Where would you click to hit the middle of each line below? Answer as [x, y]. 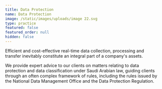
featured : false [22, 28]
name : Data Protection [28, 14]
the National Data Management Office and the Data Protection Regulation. [80, 81]
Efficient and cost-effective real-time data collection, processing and [75, 51]
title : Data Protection [29, 10]
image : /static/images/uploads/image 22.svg [51, 19]
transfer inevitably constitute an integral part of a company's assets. [74, 56]
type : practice [21, 23]
